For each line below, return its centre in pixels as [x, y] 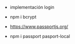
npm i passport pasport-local [40, 36]
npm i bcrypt [23, 17]
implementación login [32, 7]
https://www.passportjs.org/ [39, 26]
